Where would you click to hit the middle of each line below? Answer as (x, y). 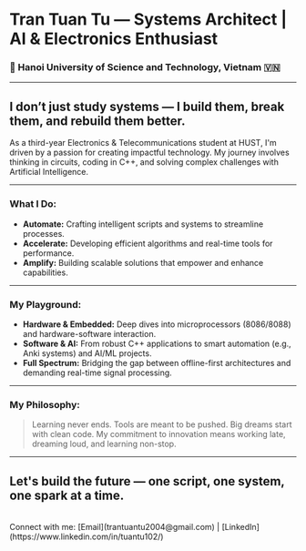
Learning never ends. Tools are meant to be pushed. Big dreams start (162, 424)
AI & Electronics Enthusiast (114, 39)
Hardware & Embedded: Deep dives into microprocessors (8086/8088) (157, 324)
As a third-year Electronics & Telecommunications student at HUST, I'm (143, 143)
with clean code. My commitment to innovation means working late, (158, 434)
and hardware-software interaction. (89, 333)
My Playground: (46, 304)
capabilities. (45, 272)
